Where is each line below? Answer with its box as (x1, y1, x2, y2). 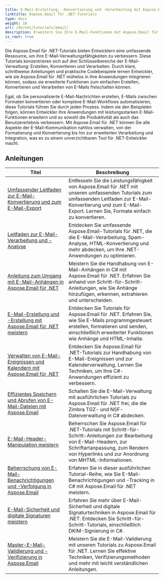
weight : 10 (5, 21, 27, 26)
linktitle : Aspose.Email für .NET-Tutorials (5, 12, 97, 17)
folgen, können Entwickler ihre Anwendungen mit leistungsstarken (5, 109, 139, 115)
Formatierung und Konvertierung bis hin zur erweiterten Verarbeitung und (5, 130, 153, 136)
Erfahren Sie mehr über (68, 496, 122, 503)
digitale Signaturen (7, 512, 51, 519)
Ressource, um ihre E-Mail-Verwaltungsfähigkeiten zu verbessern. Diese (5, 53, 151, 59)
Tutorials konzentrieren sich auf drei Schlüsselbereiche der (5, 58, 123, 64)
